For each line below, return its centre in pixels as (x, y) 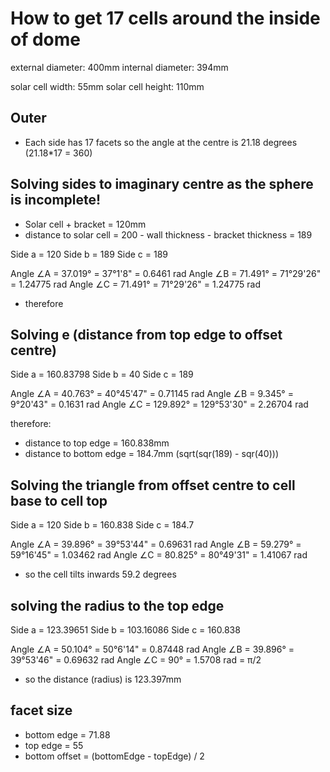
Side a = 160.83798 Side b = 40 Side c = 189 (102, 374)
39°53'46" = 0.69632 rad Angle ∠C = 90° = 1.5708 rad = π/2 (136, 660)
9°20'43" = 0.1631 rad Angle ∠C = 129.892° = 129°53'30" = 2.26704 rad (159, 404)
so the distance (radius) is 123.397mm (103, 679)
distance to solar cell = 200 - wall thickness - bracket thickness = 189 (168, 234)
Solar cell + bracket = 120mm (85, 224)
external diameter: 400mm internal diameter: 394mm (119, 67)
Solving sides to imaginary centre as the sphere (162, 184)
